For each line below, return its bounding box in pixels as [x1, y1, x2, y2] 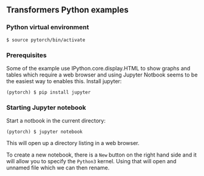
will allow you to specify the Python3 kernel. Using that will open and [6, 158, 177, 165]
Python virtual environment [6, 23, 89, 32]
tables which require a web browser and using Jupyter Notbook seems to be [6, 71, 198, 78]
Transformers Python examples [6, 5, 129, 15]
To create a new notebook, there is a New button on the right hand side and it [6, 151, 197, 158]
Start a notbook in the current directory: [6, 117, 106, 124]
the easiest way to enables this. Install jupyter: [6, 77, 122, 84]
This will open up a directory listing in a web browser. [6, 140, 140, 147]
